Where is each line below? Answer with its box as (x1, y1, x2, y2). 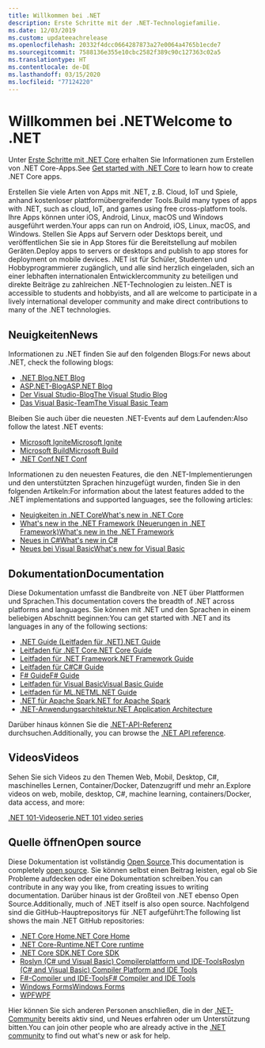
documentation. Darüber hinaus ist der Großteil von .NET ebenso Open (8, 890, 239, 900)
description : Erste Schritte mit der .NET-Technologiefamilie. (8, 19, 221, 27)
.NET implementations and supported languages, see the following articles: (8, 495, 253, 504)
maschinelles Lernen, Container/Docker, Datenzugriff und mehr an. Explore (8, 780, 252, 790)
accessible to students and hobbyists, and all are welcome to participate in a (8, 289, 258, 298)
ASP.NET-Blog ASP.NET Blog (19, 381, 113, 391)
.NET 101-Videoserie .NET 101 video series (8, 813, 144, 822)
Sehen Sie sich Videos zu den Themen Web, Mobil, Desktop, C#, (8, 772, 219, 782)
